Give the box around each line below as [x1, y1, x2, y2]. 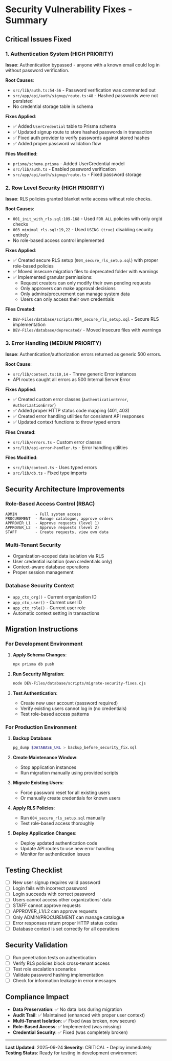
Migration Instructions [5, 625, 78, 634]
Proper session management [12, 569, 74, 576]
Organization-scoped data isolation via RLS [12, 553, 104, 559]
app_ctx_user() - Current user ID [12, 599, 82, 605]
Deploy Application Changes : [12, 830, 77, 836]
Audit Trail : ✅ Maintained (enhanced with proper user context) [12, 1012, 145, 1018]
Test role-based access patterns [20, 711, 90, 717]
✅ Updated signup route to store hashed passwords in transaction [12, 129, 153, 135]
